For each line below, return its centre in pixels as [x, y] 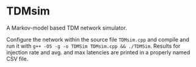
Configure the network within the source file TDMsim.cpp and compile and [98, 39]
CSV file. [17, 59]
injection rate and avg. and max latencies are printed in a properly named [98, 52]
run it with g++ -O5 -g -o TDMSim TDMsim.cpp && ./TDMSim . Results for [93, 46]
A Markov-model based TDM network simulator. [67, 28]
